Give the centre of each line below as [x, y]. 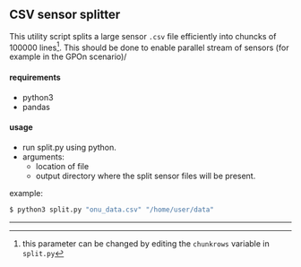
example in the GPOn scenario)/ [68, 56]
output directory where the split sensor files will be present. [146, 176]
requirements [35, 78]
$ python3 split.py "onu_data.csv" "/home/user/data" [112, 210]
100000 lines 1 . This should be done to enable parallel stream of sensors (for [149, 47]
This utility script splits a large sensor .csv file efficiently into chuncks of [143, 36]
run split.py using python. [69, 147]
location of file [62, 166]
